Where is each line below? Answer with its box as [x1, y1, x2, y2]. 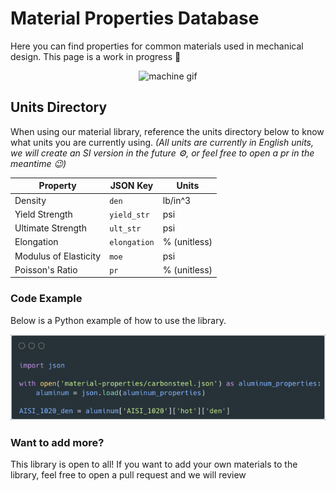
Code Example [10, 292, 83, 306]
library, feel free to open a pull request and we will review [10, 469, 247, 481]
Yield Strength [14, 208, 73, 220]
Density [14, 194, 47, 206]
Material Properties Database [10, 7, 260, 30]
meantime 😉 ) [10, 157, 67, 169]
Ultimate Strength [14, 222, 87, 234]
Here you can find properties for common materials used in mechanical [10, 40, 304, 52]
